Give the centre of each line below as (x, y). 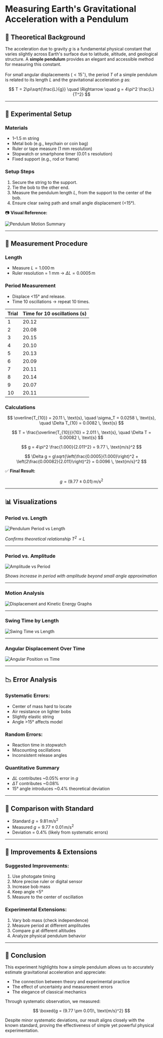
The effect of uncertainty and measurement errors (62, 987)
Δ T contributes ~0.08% (35, 784)
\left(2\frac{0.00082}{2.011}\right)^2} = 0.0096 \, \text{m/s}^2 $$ (81, 461)
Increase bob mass (31, 887)
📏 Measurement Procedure (47, 244)
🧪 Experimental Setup (38, 114)
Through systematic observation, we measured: (53, 1002)
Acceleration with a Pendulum (67, 19)
